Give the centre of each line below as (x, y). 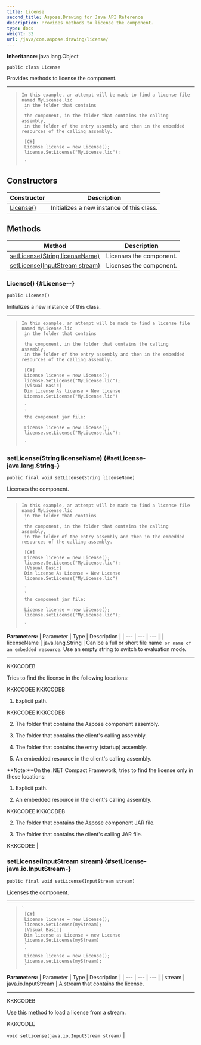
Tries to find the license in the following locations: (68, 678)
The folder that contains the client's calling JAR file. (79, 835)
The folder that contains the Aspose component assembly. (87, 724)
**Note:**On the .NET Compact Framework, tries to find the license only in (100, 770)
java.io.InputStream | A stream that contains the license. (75, 984)
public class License (34, 67)
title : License (26, 12)
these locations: (27, 777)
